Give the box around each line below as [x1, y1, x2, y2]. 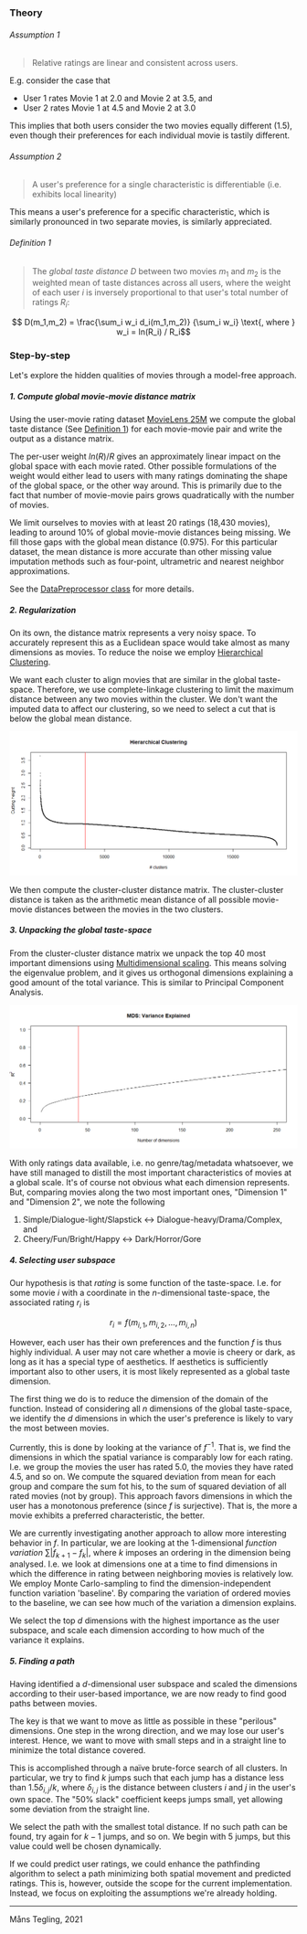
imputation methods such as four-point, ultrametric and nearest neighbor [9, 556, 285, 568]
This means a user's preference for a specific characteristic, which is [9, 207, 270, 218]
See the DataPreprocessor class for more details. [9, 583, 195, 595]
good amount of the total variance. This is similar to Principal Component [9, 976, 285, 988]
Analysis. [9, 986, 44, 997]
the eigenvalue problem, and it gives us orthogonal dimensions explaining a [9, 967, 294, 978]
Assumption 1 [9, 29, 60, 40]
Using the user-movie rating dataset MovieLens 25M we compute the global [9, 414, 296, 425]
